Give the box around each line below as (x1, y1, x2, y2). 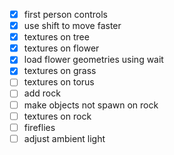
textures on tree (23, 31, 90, 43)
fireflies (23, 121, 56, 133)
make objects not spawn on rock (23, 99, 159, 111)
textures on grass (23, 65, 97, 77)
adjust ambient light (23, 132, 106, 144)
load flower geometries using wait (23, 54, 164, 66)
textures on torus (23, 76, 95, 88)
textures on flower (23, 42, 100, 54)
